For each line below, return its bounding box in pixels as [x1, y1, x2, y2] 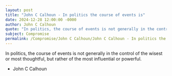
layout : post [5, 7, 33, 13]
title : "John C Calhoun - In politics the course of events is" [5, 12, 145, 17]
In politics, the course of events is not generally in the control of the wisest [5, 50, 163, 56]
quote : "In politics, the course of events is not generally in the [5, 27, 155, 32]
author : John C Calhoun [5, 22, 56, 27]
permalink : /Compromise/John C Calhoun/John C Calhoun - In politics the [5, 36, 166, 42]
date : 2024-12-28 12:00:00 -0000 [5, 17, 77, 22]
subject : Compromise [5, 31, 50, 36]
